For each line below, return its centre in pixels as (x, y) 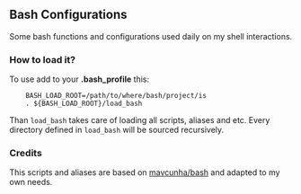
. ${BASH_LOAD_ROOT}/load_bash (84, 104)
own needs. (31, 182)
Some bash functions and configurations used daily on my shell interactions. (151, 36)
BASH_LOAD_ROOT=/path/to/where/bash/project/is (116, 96)
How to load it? (43, 59)
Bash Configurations (68, 15)
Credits (26, 154)
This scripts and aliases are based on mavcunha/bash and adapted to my (145, 172)
